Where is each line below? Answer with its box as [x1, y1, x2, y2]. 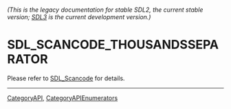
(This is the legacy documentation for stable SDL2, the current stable [7, 5, 203, 14]
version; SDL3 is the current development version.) [7, 12, 151, 21]
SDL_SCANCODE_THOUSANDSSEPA [7, 36, 219, 52]
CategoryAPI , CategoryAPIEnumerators [7, 93, 118, 102]
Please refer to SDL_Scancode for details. [7, 74, 125, 82]
